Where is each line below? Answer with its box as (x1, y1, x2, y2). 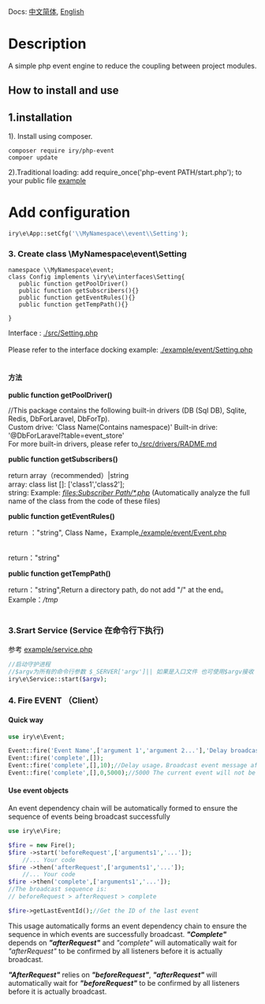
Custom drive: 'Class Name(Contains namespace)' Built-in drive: (8, 423, 218, 432)
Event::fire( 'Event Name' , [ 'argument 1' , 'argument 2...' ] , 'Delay (8, 747, 227, 755)
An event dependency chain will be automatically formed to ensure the (8, 804, 238, 813)
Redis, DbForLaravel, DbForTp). (8, 414, 110, 424)
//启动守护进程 (8, 660, 51, 668)
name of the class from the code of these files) (8, 496, 161, 506)
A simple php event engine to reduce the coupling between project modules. (8, 61, 257, 70)
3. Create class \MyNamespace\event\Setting (8, 248, 187, 259)
